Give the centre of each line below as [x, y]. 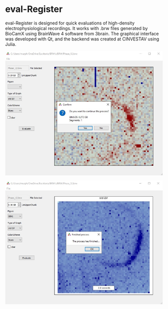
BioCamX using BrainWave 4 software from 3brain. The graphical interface [82, 33]
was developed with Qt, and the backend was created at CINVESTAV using [82, 39]
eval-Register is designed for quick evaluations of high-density [70, 23]
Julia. [11, 44]
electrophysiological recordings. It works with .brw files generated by [76, 28]
